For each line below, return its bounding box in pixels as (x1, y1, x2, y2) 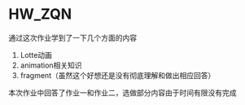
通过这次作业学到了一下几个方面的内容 (8, 33, 137, 42)
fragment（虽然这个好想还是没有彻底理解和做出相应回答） (20, 70, 216, 80)
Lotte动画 (20, 50, 53, 59)
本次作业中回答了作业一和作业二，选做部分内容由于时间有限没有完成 (8, 87, 237, 98)
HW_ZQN (8, 5, 72, 24)
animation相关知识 (20, 60, 83, 70)
